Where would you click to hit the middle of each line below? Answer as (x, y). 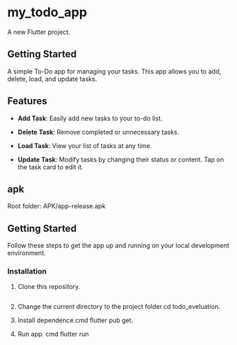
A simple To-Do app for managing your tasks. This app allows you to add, (114, 71)
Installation (27, 271)
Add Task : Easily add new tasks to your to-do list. (90, 118)
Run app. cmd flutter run (53, 334)
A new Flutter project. (39, 32)
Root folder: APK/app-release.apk (57, 206)
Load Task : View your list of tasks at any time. (85, 145)
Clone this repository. (49, 287)
